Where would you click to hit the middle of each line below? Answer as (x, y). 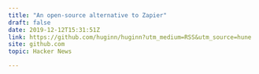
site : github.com (37, 44)
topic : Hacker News (40, 51)
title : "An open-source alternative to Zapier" (88, 15)
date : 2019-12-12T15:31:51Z (54, 30)
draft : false (30, 23)
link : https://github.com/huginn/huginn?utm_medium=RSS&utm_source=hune (130, 37)
